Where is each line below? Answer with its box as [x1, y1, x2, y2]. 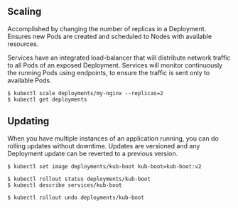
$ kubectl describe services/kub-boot [7, 181, 122, 189]
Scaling [7, 6, 42, 18]
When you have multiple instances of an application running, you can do [7, 134, 219, 143]
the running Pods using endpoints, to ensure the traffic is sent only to [7, 68, 210, 77]
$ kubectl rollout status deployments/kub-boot [7, 175, 151, 182]
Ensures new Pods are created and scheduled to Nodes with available [7, 32, 212, 40]
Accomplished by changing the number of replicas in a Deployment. [7, 24, 207, 33]
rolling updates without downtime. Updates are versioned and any [7, 141, 200, 150]
